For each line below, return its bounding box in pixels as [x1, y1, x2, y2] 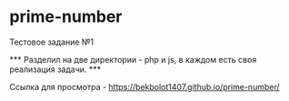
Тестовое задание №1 [9, 36, 95, 47]
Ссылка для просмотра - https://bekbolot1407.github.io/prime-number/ [9, 81, 280, 92]
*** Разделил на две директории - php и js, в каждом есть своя [9, 54, 257, 65]
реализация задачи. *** [9, 64, 102, 75]
